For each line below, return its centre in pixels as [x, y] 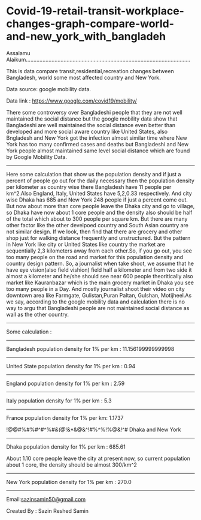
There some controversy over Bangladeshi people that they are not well [94, 112]
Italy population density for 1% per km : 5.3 [59, 401]
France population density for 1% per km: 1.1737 [65, 417]
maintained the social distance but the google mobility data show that [92, 119]
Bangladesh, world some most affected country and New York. [84, 77]
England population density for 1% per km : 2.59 [66, 383]
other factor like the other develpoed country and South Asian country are [97, 225]
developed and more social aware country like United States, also [87, 131]
